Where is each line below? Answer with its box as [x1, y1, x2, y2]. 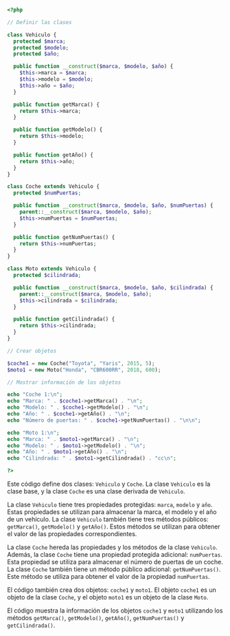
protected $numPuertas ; [13, 189, 81, 196]
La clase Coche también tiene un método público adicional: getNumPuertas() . [7, 565, 221, 573]
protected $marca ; [13, 38, 67, 45]
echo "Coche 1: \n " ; [7, 391, 63, 398]
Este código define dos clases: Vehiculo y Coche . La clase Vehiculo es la [7, 480, 211, 488]
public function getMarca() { [13, 101, 100, 108]
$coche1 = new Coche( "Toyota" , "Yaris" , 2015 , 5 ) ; [7, 360, 155, 367]
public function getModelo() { [13, 126, 103, 134]
